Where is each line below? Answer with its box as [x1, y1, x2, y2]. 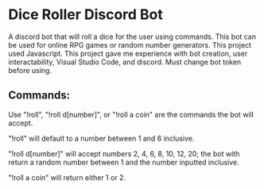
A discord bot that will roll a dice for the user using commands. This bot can [8, 32, 257, 41]
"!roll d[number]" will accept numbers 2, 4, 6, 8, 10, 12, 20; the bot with [8, 148, 240, 158]
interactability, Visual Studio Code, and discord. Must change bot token [8, 57, 242, 67]
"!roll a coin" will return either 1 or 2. [8, 172, 126, 182]
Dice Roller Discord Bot [8, 6, 163, 24]
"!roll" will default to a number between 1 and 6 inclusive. [8, 133, 195, 143]
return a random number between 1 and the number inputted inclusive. [8, 157, 240, 167]
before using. [8, 65, 52, 75]
